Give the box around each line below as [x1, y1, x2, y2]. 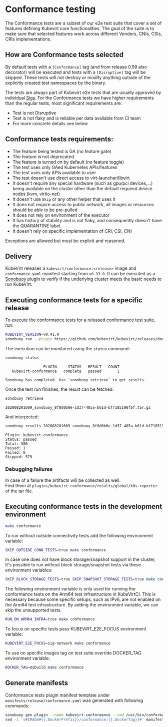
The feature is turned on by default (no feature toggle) [12, 159, 124, 165]
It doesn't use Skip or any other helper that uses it [12, 196, 116, 202]
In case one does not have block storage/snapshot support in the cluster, [5, 556, 156, 562]
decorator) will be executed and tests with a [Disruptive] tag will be [5, 69, 146, 75]
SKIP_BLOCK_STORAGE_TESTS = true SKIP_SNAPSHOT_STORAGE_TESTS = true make [5, 577, 155, 582]
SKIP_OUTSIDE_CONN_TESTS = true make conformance [5, 547, 106, 552]
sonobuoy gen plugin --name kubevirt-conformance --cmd [5, 712, 124, 717]
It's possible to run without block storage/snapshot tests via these [5, 562, 141, 568]
